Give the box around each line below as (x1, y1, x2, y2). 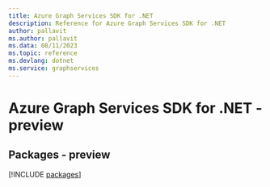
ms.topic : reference (8, 49, 78, 57)
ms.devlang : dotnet (8, 57, 74, 65)
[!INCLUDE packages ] (8, 169, 82, 179)
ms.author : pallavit (8, 34, 78, 43)
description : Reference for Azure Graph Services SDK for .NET (8, 19, 226, 27)
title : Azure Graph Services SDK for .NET (8, 11, 154, 20)
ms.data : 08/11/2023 (8, 42, 78, 50)
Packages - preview (8, 148, 111, 162)
